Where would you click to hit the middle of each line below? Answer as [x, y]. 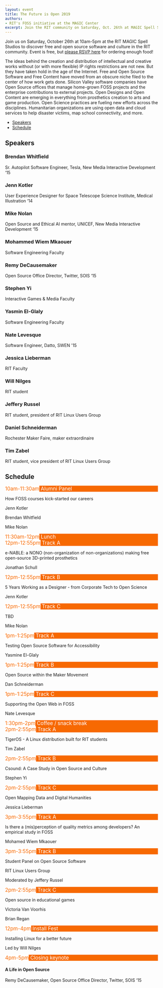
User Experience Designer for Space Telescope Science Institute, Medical [79, 196]
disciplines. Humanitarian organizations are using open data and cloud [75, 108]
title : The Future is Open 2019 [38, 14]
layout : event [19, 9]
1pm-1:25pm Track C [30, 694]
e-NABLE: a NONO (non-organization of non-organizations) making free [77, 553]
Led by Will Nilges [23, 948]
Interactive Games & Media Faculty [40, 299]
